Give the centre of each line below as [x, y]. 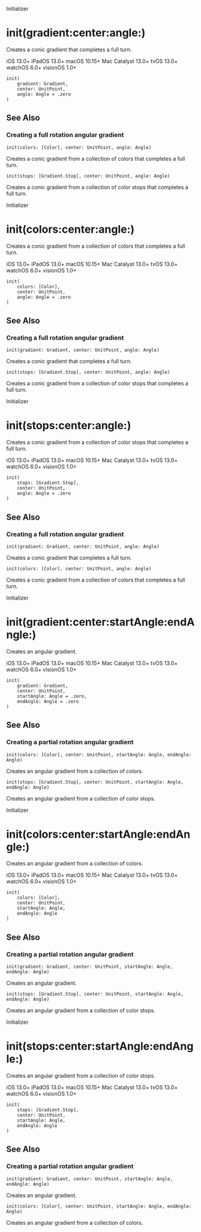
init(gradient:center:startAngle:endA [100, 622]
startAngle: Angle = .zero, [52, 696]
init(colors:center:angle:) [70, 229]
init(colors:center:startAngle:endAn [98, 834]
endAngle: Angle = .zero [48, 702]
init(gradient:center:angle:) [76, 33]
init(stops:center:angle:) [69, 426]
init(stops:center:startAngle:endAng [100, 1046]
